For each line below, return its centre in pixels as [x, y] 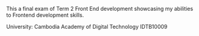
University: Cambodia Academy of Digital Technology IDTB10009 [87, 27]
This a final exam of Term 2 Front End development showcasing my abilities [100, 9]
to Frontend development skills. [45, 15]
